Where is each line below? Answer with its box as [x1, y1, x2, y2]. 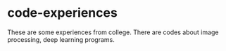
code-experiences [7, 5, 118, 21]
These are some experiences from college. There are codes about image [7, 28, 219, 36]
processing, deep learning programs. [7, 35, 115, 43]
